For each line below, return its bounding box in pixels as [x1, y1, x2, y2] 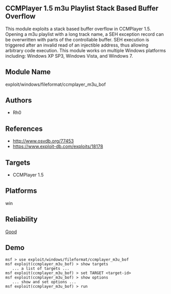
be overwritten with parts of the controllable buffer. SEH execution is [5, 36, 150, 42]
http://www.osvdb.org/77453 [12, 138, 74, 144]
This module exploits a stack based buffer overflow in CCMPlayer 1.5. [5, 26, 152, 32]
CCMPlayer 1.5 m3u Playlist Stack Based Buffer [5, 4, 159, 13]
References [5, 124, 43, 133]
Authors [5, 96, 32, 105]
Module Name [5, 67, 51, 76]
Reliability [5, 215, 38, 224]
